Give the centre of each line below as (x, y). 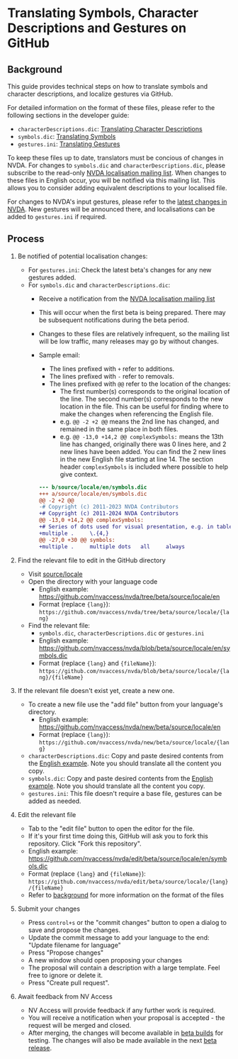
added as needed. (55, 801)
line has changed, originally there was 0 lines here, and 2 (143, 444)
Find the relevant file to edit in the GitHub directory (92, 560)
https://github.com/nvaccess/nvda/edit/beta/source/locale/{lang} (128, 882)
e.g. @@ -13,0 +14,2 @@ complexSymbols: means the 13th (142, 436)
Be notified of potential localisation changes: (83, 256)
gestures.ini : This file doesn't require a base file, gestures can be (125, 793)
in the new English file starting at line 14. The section (137, 459)
